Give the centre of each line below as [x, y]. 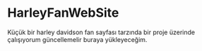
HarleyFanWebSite [63, 13]
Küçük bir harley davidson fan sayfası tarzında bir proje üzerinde [101, 32]
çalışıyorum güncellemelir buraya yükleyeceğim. [77, 39]
